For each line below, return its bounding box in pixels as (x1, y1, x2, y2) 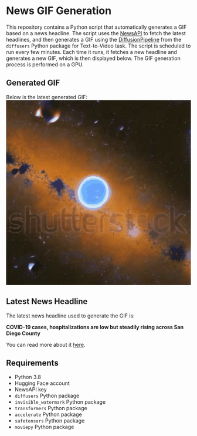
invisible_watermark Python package (14, 398, 106, 405)
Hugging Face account (14, 380, 70, 387)
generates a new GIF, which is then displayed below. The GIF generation (6, 55, 181, 62)
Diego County (6, 330, 41, 337)
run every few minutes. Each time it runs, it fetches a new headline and (6, 48, 178, 55)
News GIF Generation (6, 4, 112, 18)
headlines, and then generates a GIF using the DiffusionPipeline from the (6, 36, 182, 43)
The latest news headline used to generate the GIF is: (6, 312, 135, 319)
